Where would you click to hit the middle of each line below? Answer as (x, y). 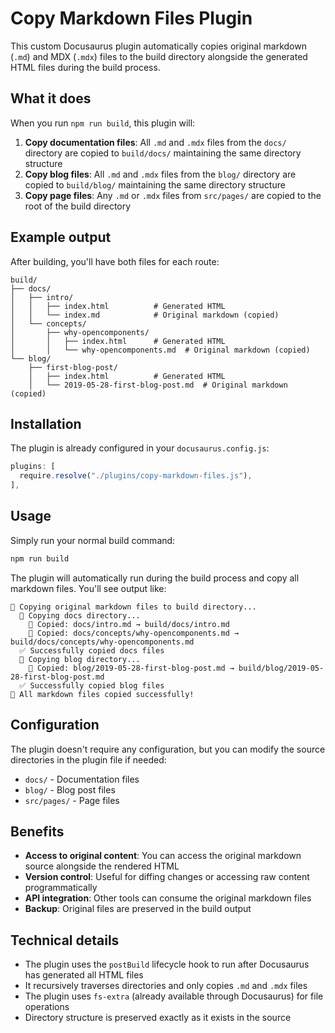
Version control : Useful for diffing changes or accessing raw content (167, 877)
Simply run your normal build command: (93, 540)
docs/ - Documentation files (82, 779)
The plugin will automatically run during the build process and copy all (155, 578)
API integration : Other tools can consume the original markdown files (168, 898)
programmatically (61, 888)
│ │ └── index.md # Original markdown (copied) (145, 315)
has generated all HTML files (84, 975)
